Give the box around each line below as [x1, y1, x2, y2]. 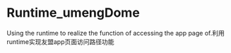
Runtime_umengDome [6, 5, 141, 21]
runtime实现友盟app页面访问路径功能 [6, 37, 114, 46]
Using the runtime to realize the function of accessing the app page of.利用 [6, 29, 225, 37]
